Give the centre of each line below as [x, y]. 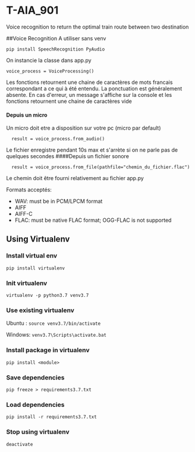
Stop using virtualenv [38, 432]
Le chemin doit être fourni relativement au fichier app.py [75, 178]
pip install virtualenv [36, 268]
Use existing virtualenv [40, 310]
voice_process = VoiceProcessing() [50, 71]
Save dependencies [35, 377]
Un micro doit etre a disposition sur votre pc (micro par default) [84, 128]
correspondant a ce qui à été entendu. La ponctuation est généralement [94, 88]
